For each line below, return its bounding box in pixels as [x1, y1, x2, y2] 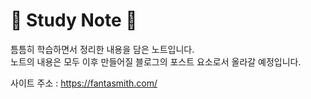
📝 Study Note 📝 [10, 9, 138, 32]
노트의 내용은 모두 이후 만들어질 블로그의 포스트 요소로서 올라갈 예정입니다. [10, 55, 302, 68]
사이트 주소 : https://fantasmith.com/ [10, 77, 158, 89]
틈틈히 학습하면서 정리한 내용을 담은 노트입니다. [10, 43, 195, 55]
